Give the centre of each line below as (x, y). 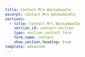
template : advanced (25, 47)
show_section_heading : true (42, 42)
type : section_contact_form (42, 33)
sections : (15, 19)
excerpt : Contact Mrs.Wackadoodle (41, 14)
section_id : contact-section (44, 28)
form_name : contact (34, 38)
